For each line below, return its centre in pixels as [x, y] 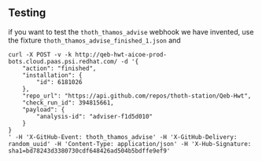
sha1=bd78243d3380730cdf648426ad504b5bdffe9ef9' [89, 151]
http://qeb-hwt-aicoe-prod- [121, 54]
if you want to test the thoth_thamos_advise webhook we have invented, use [131, 31]
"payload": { [44, 109]
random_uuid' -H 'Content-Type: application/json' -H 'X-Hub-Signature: [130, 144]
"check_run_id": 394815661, [68, 102]
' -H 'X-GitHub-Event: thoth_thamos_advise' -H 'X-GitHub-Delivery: [123, 137]
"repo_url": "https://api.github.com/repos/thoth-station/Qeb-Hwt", [137, 96]
